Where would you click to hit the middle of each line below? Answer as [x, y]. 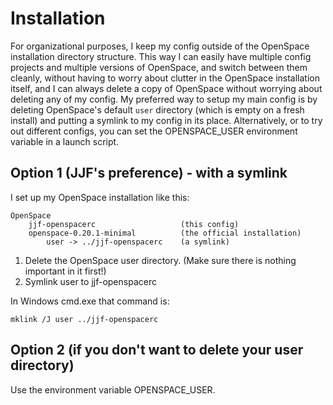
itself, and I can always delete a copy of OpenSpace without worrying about [166, 88]
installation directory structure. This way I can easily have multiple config [161, 56]
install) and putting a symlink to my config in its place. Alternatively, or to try [166, 120]
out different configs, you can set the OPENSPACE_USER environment [154, 131]
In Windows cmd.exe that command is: [90, 301]
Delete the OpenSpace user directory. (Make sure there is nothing [160, 260]
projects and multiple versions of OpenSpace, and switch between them [159, 67]
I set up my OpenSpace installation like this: [100, 197]
